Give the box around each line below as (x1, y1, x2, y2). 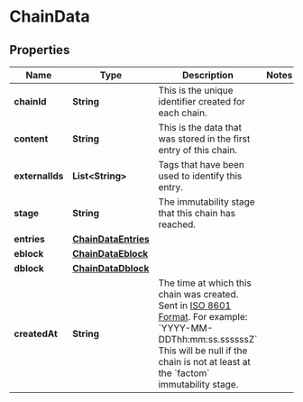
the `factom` (158, 367, 210, 379)
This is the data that (158, 122, 242, 133)
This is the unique (158, 84, 234, 96)
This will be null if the (158, 344, 248, 357)
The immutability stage (158, 196, 255, 208)
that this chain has (158, 207, 236, 219)
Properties (9, 42, 70, 58)
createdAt (14, 327, 59, 340)
